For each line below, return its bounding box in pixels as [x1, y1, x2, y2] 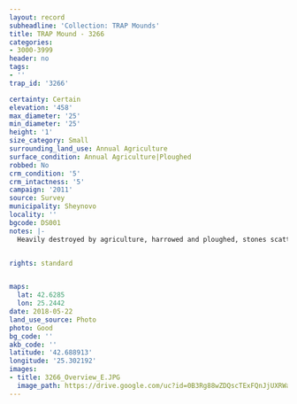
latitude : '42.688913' [9, 348, 93, 357]
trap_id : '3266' [9, 79, 69, 88]
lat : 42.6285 [17, 291, 65, 299]
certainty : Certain [9, 95, 81, 104]
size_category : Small [9, 136, 89, 145]
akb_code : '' [9, 340, 57, 349]
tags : [9, 63, 29, 72]
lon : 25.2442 [17, 299, 65, 308]
